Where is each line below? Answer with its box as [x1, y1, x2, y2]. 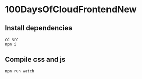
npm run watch [5, 68, 35, 74]
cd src [5, 37, 19, 42]
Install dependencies [5, 24, 73, 32]
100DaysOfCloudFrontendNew [5, 4, 137, 15]
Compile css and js [5, 55, 66, 64]
